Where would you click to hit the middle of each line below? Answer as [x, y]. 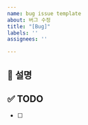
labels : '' [23, 33]
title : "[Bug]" [29, 26]
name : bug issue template [44, 13]
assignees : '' [27, 39]
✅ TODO [25, 98]
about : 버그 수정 [29, 20]
